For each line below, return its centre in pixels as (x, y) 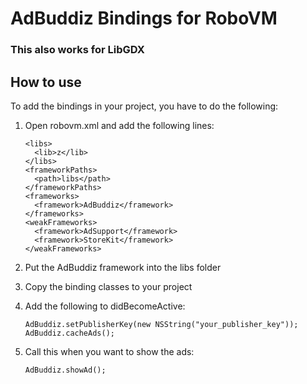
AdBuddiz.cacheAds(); (69, 333)
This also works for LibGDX (77, 50)
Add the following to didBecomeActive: (105, 306)
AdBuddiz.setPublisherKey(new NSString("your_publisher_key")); (161, 324)
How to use (46, 82)
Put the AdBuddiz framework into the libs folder (123, 267)
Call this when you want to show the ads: (109, 351)
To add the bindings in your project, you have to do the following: (144, 106)
